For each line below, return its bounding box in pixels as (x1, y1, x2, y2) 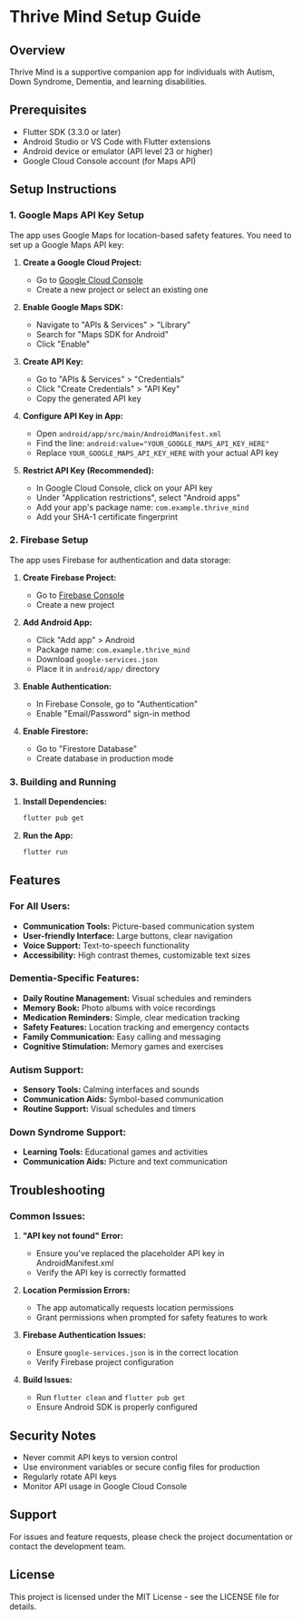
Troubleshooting (9, 1182, 106, 1198)
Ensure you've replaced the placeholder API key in (35, 1248, 225, 1259)
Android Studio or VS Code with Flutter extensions (22, 136, 211, 147)
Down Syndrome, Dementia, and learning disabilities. (9, 76, 207, 87)
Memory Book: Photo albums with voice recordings (22, 1002, 216, 1013)
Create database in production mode (35, 753, 174, 764)
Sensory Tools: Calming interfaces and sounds (22, 1084, 200, 1095)
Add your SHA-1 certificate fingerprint (35, 511, 179, 522)
